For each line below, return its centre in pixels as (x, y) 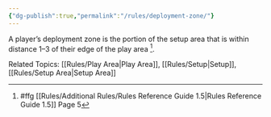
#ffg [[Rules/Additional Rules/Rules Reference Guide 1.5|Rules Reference (141, 96)
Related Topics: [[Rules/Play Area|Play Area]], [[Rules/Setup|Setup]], (123, 65)
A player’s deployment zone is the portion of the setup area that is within (129, 39)
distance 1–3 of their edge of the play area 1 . (81, 48)
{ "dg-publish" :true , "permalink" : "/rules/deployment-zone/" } (112, 16)
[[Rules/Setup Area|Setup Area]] (63, 73)
